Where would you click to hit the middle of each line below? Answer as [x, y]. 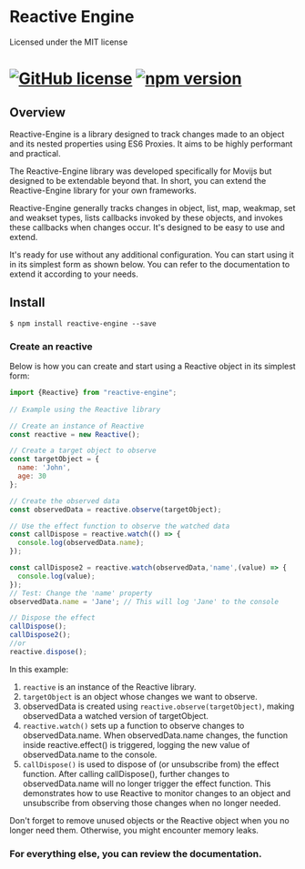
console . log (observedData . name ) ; [81, 543]
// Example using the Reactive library [85, 409]
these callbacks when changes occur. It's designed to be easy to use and [147, 227]
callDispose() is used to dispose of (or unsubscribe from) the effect [151, 764]
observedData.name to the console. [90, 754]
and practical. [35, 153]
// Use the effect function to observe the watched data [120, 526]
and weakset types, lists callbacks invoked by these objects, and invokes [147, 217]
